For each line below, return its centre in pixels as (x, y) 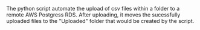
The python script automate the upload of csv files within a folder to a (93, 9)
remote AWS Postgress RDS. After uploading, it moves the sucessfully (93, 15)
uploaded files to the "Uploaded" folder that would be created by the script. (100, 21)
